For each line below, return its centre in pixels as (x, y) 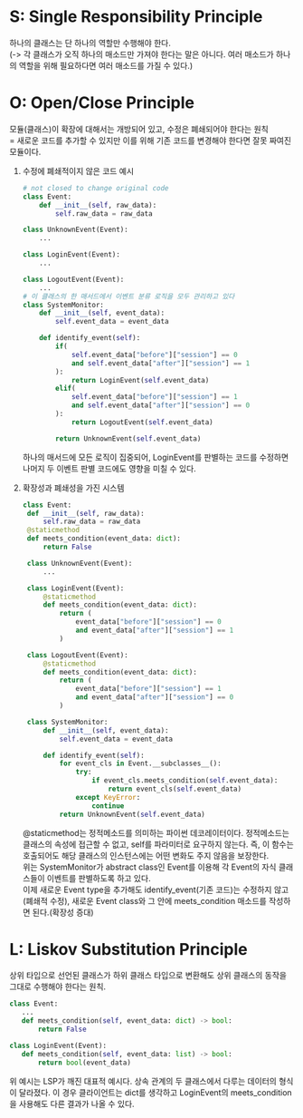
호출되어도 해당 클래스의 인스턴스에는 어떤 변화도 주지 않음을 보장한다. (146, 855)
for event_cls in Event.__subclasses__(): (140, 763)
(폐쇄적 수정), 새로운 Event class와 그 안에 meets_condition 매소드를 (144, 900)
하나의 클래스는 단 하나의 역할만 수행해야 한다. (90, 43)
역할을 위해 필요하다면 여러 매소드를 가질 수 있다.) (105, 65)
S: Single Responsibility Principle (136, 17)
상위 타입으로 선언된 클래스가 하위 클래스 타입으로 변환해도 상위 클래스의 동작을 (148, 976)
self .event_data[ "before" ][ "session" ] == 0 (154, 355)
